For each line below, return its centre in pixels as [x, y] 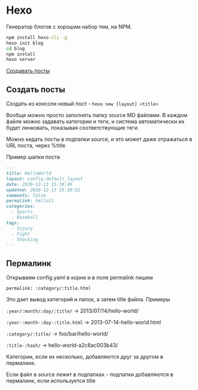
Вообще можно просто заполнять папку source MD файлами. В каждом [97, 115]
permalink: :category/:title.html [49, 289]
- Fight [21, 234]
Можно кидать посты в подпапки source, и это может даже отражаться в [99, 139]
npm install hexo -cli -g [37, 37]
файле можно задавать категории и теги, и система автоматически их [95, 121]
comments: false [26, 195]
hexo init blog [25, 43]
